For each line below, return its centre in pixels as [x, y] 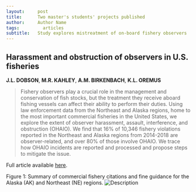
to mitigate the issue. [46, 153]
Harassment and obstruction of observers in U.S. [97, 57]
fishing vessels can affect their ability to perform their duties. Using [102, 104]
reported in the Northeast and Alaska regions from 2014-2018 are [99, 135]
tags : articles [35, 28]
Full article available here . [37, 165]
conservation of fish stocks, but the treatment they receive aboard [100, 98]
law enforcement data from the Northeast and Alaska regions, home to [105, 110]
